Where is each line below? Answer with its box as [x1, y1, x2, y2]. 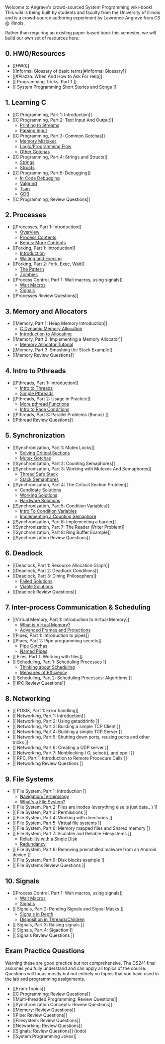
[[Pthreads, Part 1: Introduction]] [12, 380, 79, 386]
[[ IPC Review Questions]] [12, 680, 66, 686]
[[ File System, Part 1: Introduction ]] [12, 788, 86, 794]
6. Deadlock [5, 549, 43, 558]
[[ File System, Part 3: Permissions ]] [12, 809, 88, 815]
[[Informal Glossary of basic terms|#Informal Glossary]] [12, 68, 126, 74]
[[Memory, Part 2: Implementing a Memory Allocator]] [12, 336, 123, 342]
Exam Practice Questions [5, 947, 85, 955]
